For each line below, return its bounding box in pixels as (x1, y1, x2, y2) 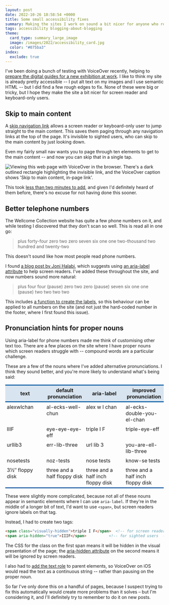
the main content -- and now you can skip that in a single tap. (5, 154, 133, 160)
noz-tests (46, 457, 70, 464)
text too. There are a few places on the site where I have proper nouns (5, 342, 151, 348)
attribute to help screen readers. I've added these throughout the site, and (5, 268, 159, 274)
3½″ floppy (7, 466, 33, 473)
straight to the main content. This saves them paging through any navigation (5, 128, 163, 134)
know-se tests (125, 457, 160, 464)
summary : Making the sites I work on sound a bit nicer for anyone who (5, 21, 158, 27)
